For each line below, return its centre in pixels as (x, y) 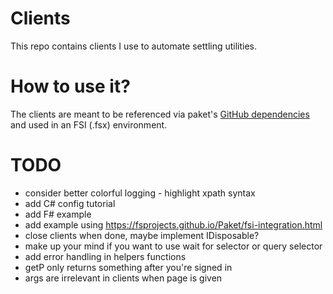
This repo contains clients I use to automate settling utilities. (134, 46)
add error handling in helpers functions (105, 256)
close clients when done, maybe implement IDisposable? (142, 235)
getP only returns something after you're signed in (128, 267)
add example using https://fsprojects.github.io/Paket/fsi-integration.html (173, 224)
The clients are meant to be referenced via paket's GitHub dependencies (160, 114)
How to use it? (70, 86)
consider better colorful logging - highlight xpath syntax (140, 193)
